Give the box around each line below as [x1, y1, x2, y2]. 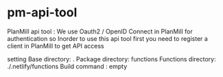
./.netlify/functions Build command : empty [7, 62, 128, 70]
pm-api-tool [7, 5, 78, 20]
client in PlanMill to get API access [7, 42, 104, 50]
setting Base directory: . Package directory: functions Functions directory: [7, 55, 216, 63]
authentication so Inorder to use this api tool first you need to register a [7, 34, 208, 42]
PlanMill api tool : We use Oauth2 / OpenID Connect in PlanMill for [7, 27, 193, 35]
